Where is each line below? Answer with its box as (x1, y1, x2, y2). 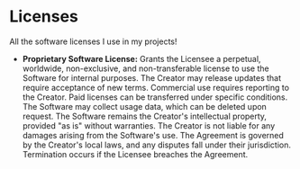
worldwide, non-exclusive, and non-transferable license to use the (22, 63, 269, 74)
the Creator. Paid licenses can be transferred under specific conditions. (22, 92, 288, 102)
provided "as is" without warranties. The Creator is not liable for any (22, 120, 276, 131)
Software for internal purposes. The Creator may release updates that (22, 72, 282, 83)
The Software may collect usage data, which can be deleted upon (22, 101, 268, 111)
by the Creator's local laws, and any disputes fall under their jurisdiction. (22, 139, 291, 150)
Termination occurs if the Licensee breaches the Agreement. (22, 148, 249, 159)
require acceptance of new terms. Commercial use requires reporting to (22, 82, 290, 93)
